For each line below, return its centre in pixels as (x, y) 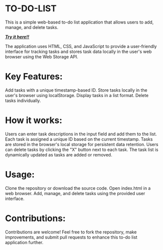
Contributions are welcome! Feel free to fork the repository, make (71, 232)
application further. (24, 242)
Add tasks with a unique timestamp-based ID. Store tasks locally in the (76, 90)
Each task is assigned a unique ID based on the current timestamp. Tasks (79, 139)
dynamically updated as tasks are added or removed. (59, 154)
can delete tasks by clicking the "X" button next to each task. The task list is (82, 150)
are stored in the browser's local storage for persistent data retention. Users (82, 144)
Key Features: (34, 77)
